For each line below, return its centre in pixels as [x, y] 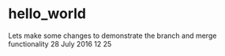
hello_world [47, 14]
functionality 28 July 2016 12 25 [60, 43]
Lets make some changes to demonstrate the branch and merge [112, 35]
